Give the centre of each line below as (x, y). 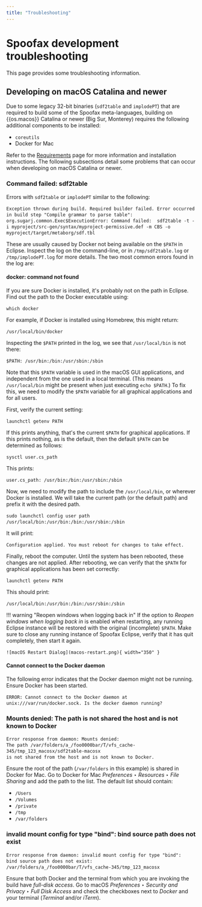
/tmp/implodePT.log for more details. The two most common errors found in (100, 257)
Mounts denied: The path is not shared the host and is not (92, 719)
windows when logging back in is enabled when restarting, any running (95, 621)
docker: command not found (43, 277)
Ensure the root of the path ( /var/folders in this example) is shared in (93, 768)
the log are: (20, 263)
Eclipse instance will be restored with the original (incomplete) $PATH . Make (99, 628)
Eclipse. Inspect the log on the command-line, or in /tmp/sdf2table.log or (98, 250)
